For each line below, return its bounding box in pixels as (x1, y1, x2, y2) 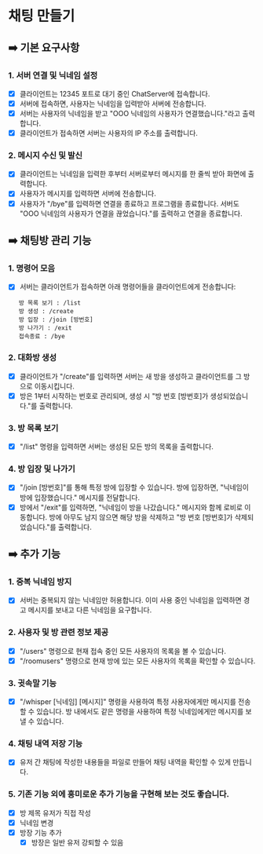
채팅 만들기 (8, 7, 75, 25)
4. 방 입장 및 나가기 (8, 464, 76, 475)
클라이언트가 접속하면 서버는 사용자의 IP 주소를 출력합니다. (19, 129, 199, 138)
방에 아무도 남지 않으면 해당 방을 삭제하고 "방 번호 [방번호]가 (49, 512, 233, 522)
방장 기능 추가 (19, 827, 62, 837)
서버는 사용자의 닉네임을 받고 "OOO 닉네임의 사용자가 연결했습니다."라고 (19, 109, 241, 118)
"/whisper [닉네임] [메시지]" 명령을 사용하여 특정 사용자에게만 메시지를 (19, 697, 237, 706)
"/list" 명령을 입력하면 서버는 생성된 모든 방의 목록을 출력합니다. (19, 442, 214, 451)
